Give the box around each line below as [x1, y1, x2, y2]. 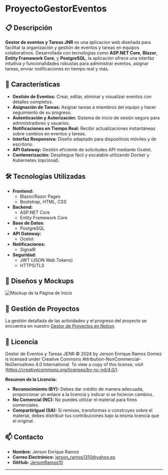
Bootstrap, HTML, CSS [19, 198, 66, 205]
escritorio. [12, 141, 34, 147]
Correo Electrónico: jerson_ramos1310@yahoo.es [12, 454, 115, 460]
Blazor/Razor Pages [19, 193, 61, 199]
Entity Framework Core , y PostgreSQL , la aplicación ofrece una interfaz [5, 55, 154, 61]
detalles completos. [12, 98, 53, 105]
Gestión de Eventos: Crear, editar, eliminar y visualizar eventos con [12, 93, 151, 99]
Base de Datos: [12, 220, 45, 226]
